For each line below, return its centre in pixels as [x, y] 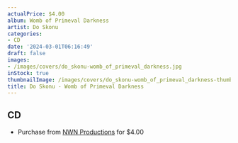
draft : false [27, 54]
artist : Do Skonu [33, 27]
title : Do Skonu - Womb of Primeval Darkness [75, 86]
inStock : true [28, 73]
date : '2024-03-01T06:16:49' [50, 47]
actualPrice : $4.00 [36, 14]
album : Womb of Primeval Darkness [58, 21]
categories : [25, 34]
